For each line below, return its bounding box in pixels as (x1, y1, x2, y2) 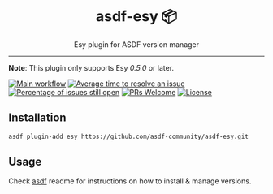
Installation (8, 111, 67, 125)
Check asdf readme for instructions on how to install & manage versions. (8, 176, 252, 186)
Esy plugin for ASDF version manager (73, 39, 200, 50)
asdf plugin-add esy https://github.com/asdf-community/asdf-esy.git (8, 132, 249, 140)
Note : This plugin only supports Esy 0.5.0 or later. (8, 63, 175, 72)
